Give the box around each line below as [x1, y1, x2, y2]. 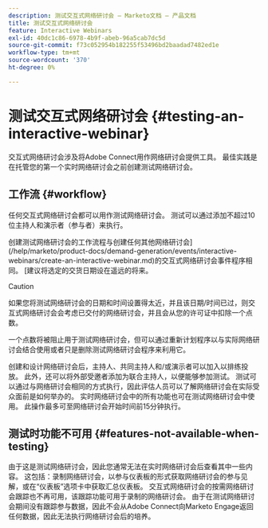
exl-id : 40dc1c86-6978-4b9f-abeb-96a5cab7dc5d [8, 33, 166, 42]
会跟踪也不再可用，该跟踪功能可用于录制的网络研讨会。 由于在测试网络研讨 [8, 491, 255, 502]
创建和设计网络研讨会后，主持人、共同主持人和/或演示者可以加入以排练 [8, 362, 242, 371]
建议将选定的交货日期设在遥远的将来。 [26, 265, 153, 275]
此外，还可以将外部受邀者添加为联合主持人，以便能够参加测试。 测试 [23, 371, 250, 381]
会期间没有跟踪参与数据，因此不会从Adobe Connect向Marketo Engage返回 [8, 502, 254, 511]
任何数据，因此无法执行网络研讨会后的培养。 [8, 511, 156, 522]
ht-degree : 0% [8, 64, 56, 72]
